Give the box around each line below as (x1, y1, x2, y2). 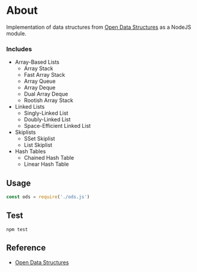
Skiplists (14, 128, 36, 136)
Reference (6, 243, 46, 253)
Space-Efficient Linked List (23, 122, 91, 130)
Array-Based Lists (14, 58, 60, 66)
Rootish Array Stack (23, 97, 73, 104)
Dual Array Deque (23, 91, 68, 98)
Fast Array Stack (23, 71, 65, 79)
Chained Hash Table (23, 154, 74, 162)
